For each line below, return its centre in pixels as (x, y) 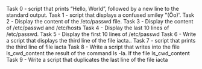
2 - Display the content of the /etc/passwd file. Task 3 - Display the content (100, 21)
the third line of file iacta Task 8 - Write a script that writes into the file (93, 47)
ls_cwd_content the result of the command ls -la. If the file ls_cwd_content (98, 53)
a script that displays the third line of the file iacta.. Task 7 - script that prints (101, 40)
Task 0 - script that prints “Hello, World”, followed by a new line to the (93, 9)
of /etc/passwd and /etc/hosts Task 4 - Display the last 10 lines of (88, 28)
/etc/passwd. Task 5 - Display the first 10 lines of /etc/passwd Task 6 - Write (101, 34)
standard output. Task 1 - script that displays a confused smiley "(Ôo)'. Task (100, 15)
